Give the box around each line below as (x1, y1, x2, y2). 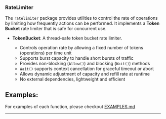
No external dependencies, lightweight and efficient (19, 76, 125, 82)
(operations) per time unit (19, 50, 72, 56)
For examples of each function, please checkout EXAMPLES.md (5, 104, 135, 110)
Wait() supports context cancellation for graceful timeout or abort (19, 66, 154, 72)
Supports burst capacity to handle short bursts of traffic (19, 55, 134, 61)
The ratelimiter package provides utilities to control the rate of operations (5, 15, 158, 21)
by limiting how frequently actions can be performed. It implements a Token (5, 20, 160, 26)
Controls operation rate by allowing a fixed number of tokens (19, 45, 143, 51)
